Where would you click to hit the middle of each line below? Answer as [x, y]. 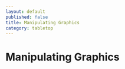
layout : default [25, 11]
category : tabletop [29, 28]
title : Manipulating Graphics [43, 22]
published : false [27, 17]
